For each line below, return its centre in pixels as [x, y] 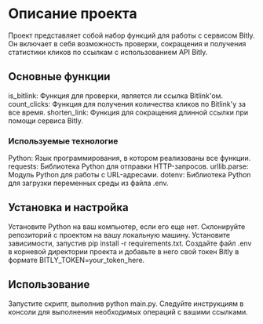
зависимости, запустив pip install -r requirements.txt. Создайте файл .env [130, 243]
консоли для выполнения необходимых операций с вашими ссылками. [128, 311]
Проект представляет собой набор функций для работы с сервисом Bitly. [131, 35]
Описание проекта [73, 14]
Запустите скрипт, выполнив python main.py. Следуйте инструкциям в [126, 304]
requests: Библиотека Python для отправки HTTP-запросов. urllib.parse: [128, 166]
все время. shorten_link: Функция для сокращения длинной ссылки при [128, 112]
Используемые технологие [63, 140]
